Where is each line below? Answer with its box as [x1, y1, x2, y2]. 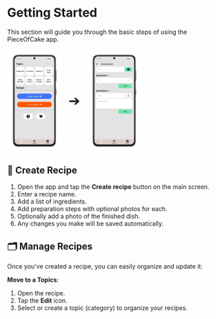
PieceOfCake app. [7, 35, 59, 43]
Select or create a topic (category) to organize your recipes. [17, 304, 188, 312]
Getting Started [7, 5, 98, 21]
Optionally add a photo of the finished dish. [17, 212, 140, 221]
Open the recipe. [17, 289, 66, 298]
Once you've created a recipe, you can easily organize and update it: [7, 262, 203, 271]
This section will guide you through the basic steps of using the [7, 28, 188, 36]
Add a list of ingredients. [17, 197, 88, 206]
